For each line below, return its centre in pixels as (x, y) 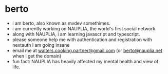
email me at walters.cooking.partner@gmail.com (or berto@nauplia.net (87, 50)
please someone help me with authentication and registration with (82, 40)
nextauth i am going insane (41, 45)
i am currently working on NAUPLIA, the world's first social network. (85, 28)
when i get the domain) (37, 56)
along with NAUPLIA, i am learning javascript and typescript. (76, 34)
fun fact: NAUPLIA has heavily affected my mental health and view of (85, 61)
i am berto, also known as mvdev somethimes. (61, 23)
